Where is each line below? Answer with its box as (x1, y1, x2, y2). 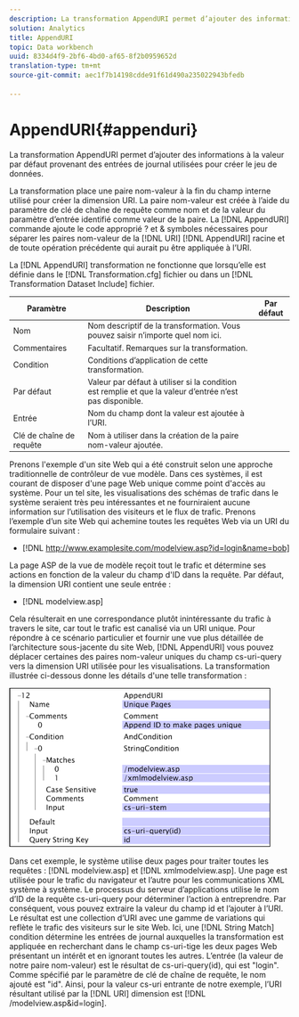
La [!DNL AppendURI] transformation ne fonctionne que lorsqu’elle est (9, 259, 267, 270)
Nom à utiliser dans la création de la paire (87, 430, 239, 440)
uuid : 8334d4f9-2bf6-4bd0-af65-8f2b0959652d (9, 52, 177, 62)
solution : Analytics (9, 23, 86, 33)
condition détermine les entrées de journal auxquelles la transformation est (9, 931, 285, 942)
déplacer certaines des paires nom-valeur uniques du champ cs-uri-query (9, 652, 282, 662)
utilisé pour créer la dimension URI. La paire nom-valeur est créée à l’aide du (9, 194, 290, 205)
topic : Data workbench (9, 43, 93, 52)
